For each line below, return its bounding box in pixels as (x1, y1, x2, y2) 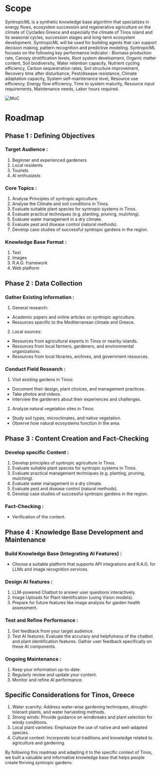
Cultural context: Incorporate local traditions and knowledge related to (12, 735, 153, 740)
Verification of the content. (12, 514, 66, 520)
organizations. (12, 349, 41, 354)
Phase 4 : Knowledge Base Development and (5, 528, 144, 536)
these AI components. (12, 643, 56, 649)
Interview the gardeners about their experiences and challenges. (12, 396, 142, 402)
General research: (12, 305, 48, 311)
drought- (130, 704, 149, 709)
